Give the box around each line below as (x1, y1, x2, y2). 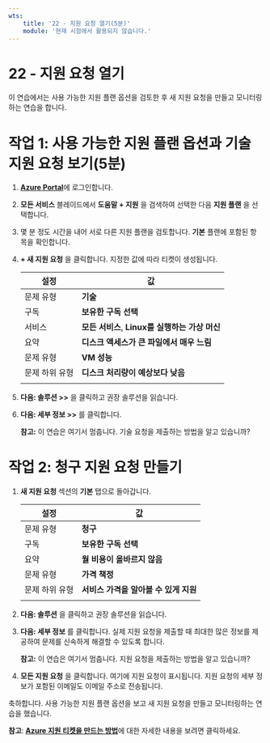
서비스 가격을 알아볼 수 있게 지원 (81, 584, 197, 596)
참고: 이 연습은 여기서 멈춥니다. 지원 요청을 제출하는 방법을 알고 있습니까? (19, 654, 251, 664)
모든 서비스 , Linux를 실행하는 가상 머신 (81, 321, 221, 333)
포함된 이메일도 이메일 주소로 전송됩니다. (35, 681, 163, 691)
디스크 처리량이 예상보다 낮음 (81, 367, 185, 379)
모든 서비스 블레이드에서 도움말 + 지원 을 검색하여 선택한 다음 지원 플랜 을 (19, 200, 251, 210)
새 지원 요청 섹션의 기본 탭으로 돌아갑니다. (19, 486, 152, 496)
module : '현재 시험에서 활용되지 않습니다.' (23, 27, 152, 35)
